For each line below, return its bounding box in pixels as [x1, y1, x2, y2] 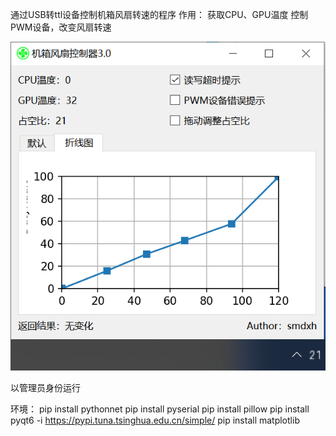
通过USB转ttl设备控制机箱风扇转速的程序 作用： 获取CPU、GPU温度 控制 [10, 9, 309, 20]
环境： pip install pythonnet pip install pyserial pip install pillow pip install [10, 403, 310, 415]
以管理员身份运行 [10, 381, 81, 393]
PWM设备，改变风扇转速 [10, 21, 112, 33]
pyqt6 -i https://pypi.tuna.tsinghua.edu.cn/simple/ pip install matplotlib [10, 414, 300, 426]
